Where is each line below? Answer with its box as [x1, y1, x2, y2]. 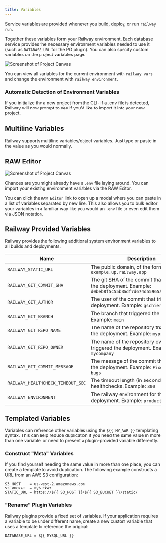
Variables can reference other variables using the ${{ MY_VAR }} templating [5, 427, 158, 434]
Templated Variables [5, 414, 70, 423]
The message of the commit [90, 358, 156, 365]
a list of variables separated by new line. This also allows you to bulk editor [5, 200, 158, 206]
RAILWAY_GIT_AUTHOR [7, 299, 53, 305]
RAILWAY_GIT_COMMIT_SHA [7, 283, 64, 288]
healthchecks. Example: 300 [90, 383, 155, 390]
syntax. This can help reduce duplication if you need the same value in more [5, 433, 161, 438]
